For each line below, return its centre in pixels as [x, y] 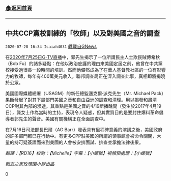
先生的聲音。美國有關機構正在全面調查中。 [63, 119]
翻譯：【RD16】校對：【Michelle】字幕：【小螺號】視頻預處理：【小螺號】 [80, 153]
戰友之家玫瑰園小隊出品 [30, 164]
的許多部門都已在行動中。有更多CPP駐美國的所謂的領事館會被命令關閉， [81, 136]
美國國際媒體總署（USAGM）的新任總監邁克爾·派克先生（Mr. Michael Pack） [84, 94]
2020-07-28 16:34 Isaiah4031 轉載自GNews [51, 46]
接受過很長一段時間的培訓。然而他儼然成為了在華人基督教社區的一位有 [83, 70]
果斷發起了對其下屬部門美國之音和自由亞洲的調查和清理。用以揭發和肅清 [81, 100]
